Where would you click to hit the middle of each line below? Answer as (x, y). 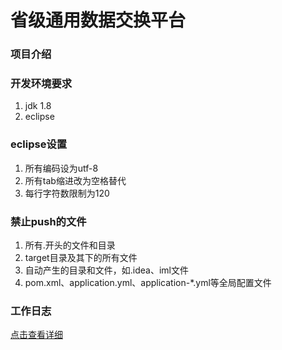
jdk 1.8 (38, 106)
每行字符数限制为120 (67, 193)
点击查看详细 (36, 335)
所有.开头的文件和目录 (70, 245)
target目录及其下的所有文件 (81, 257)
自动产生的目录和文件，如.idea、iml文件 (106, 270)
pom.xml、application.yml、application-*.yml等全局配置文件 (148, 282)
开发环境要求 (41, 84)
